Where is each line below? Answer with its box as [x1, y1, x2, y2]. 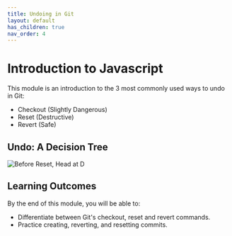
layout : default [7, 17, 55, 24]
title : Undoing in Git [7, 10, 74, 18]
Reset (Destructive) [17, 113, 74, 121]
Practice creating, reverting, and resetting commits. [17, 220, 168, 229]
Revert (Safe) [17, 120, 57, 129]
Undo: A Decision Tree [7, 141, 108, 153]
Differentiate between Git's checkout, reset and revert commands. [17, 213, 211, 221]
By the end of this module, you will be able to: [7, 199, 141, 208]
